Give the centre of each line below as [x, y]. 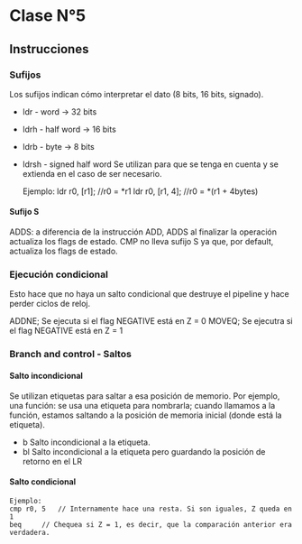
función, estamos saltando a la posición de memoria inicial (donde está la [146, 415]
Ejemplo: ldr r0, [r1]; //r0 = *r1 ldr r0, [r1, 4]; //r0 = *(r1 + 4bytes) [140, 191]
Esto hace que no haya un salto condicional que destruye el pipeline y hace [150, 294]
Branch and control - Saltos [71, 355]
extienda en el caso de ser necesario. [92, 173]
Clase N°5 [48, 16]
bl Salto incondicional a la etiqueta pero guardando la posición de [144, 451]
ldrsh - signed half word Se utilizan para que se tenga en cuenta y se [151, 164]
